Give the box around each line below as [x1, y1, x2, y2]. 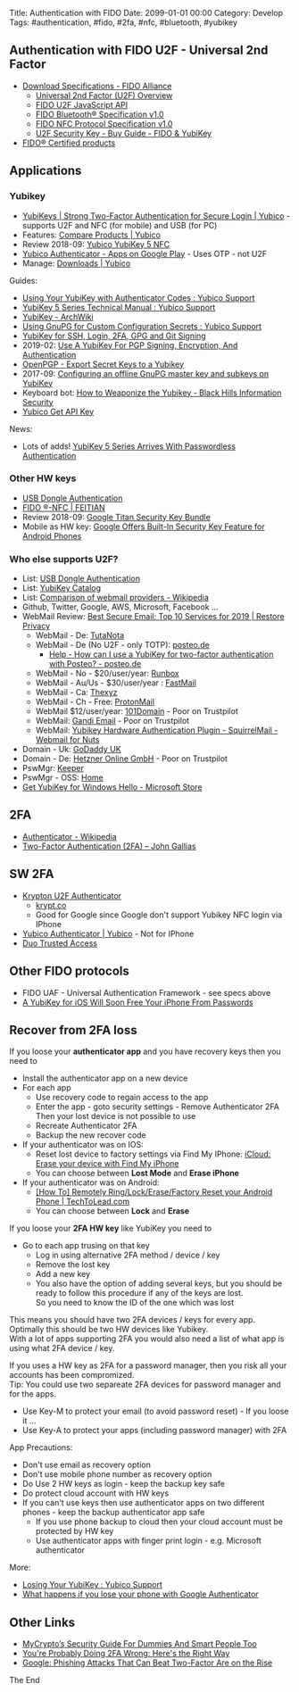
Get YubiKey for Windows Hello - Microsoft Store [21, 782, 203, 792]
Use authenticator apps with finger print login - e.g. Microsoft [35, 1535, 262, 1547]
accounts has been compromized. [9, 1370, 135, 1381]
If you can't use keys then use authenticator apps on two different [21, 1497, 265, 1508]
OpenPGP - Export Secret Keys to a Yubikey [21, 359, 185, 369]
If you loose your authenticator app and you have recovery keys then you [9, 1046, 281, 1057]
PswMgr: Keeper [21, 763, 85, 774]
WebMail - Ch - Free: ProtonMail [35, 696, 154, 708]
